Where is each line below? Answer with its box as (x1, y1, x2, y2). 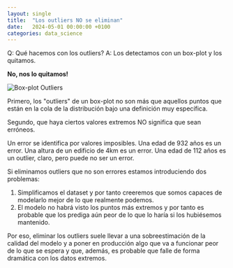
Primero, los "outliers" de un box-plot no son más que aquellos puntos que (7, 97, 222, 106)
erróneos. (7, 125, 36, 134)
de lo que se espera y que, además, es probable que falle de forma (7, 246, 200, 255)
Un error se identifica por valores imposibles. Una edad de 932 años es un (7, 139, 222, 148)
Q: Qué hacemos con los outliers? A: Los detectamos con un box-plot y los (7, 49, 223, 57)
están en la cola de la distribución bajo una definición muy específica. (7, 104, 208, 113)
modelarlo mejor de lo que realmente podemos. (17, 196, 155, 204)
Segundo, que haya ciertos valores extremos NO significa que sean (7, 118, 201, 127)
